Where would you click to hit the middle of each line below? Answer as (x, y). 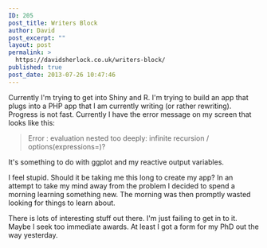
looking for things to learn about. (62, 203)
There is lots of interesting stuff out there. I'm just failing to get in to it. (123, 218)
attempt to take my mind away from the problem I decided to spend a (122, 186)
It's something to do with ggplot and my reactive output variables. (116, 162)
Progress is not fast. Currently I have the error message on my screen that (130, 114)
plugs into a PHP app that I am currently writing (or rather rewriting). (120, 106)
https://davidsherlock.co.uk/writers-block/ (90, 60)
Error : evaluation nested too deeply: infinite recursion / (118, 138)
